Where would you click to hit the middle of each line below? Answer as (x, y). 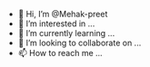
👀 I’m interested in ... (56, 24)
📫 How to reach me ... (60, 53)
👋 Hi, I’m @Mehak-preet (63, 14)
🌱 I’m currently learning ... (66, 33)
